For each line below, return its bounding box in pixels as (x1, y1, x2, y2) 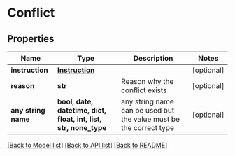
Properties (7, 33, 55, 45)
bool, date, (57, 97, 94, 106)
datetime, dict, (57, 106, 107, 115)
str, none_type (57, 123, 107, 132)
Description (133, 54, 173, 63)
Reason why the (121, 77, 174, 86)
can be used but (121, 106, 175, 115)
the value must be (121, 114, 180, 124)
